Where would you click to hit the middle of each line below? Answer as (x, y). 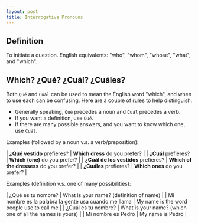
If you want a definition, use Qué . (54, 118)
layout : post (22, 12)
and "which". (22, 61)
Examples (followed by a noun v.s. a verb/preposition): (72, 142)
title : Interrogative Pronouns (45, 17)
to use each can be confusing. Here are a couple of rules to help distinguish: (99, 100)
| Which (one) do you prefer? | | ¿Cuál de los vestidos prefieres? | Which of (99, 160)
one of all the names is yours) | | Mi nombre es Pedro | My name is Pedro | (97, 214)
